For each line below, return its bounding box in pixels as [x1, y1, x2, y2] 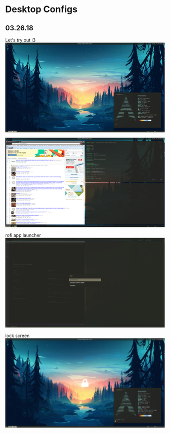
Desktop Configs [5, 4, 77, 15]
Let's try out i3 [5, 37, 36, 43]
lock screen [5, 332, 30, 339]
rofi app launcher [5, 232, 41, 238]
